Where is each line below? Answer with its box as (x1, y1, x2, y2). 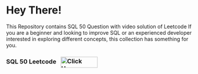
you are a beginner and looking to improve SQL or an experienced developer (6, 29, 192, 36)
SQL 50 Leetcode (6, 58, 57, 66)
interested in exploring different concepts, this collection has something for (6, 35, 189, 42)
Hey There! (6, 4, 62, 17)
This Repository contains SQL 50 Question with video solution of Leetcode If (6, 23, 192, 30)
